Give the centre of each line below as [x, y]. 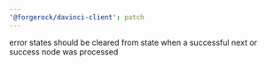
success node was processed [64, 51]
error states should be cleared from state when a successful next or [133, 42]
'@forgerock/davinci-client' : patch [77, 17]
